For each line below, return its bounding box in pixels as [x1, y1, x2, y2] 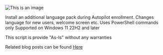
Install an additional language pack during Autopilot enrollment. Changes [5, 14, 154, 20]
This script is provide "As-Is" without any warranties [5, 35, 112, 40]
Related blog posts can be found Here [5, 44, 83, 50]
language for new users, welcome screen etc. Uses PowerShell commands [5, 20, 159, 25]
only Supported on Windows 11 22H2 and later [5, 25, 100, 31]
